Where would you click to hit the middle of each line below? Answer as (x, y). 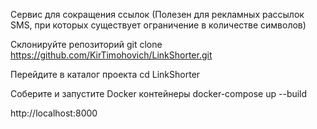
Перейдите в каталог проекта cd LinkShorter (105, 74)
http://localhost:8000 (54, 113)
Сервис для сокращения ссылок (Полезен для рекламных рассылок (157, 14)
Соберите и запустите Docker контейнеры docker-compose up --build (159, 93)
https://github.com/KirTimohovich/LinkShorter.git (111, 55)
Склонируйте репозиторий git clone (86, 44)
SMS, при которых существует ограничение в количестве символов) (158, 25)
